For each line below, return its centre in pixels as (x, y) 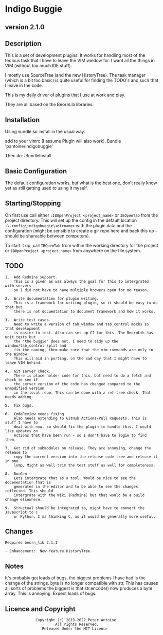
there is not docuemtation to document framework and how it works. (85, 311)
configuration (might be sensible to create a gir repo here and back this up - (81, 231)
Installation (22, 120)
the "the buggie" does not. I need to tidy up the (66, 341)
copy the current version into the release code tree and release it (86, 457)
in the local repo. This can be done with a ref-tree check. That (82, 392)
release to (16, 452)
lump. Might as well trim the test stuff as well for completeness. (85, 465)
